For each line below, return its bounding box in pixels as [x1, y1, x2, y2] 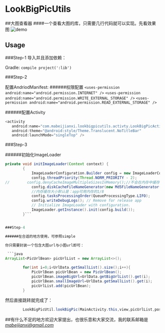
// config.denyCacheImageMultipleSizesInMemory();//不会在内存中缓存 [5, 180, 160, 185]
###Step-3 [5, 141, 27, 148]
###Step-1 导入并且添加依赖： [5, 55, 66, 60]
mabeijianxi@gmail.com [5, 322, 54, 328]
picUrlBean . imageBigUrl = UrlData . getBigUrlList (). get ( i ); [31, 274, 151, 279]
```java [7, 251, 23, 256]
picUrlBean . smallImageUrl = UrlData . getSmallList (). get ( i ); [31, 278, 153, 283]
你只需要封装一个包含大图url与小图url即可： [5, 243, 84, 248]
